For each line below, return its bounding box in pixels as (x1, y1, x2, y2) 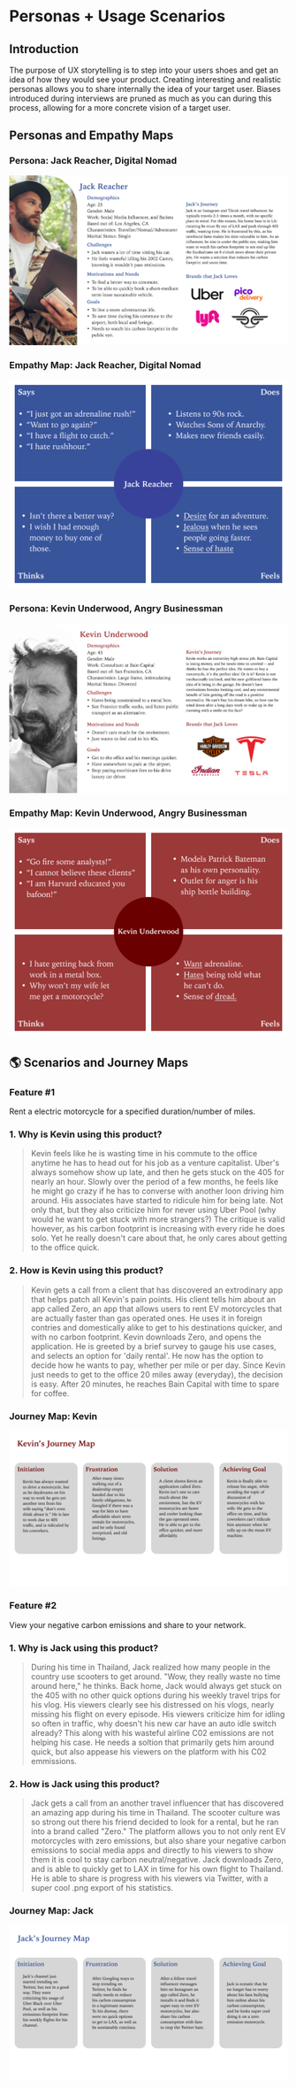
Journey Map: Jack (9, 1905, 95, 1917)
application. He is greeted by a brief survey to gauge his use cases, (30, 1340, 277, 1351)
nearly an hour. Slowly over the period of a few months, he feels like (30, 1177, 279, 1187)
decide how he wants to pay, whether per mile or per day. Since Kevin (30, 1360, 285, 1370)
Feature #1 (9, 1086, 56, 1098)
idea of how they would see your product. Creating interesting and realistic (9, 74, 282, 85)
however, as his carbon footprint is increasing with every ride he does (30, 1224, 285, 1234)
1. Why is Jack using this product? (9, 1641, 159, 1654)
